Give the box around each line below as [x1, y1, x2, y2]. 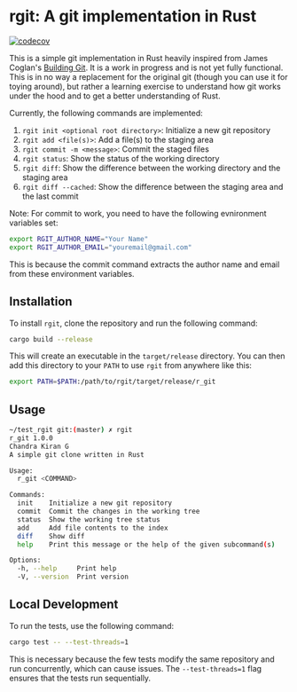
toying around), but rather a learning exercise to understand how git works [9, 81, 281, 91]
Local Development [9, 597, 119, 612]
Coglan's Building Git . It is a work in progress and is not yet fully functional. [9, 62, 284, 73]
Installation [9, 295, 73, 310]
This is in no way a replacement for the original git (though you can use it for [9, 71, 288, 82]
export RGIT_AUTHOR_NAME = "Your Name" [9, 234, 149, 243]
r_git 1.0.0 [9, 433, 53, 443]
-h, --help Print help [17, 564, 117, 573]
